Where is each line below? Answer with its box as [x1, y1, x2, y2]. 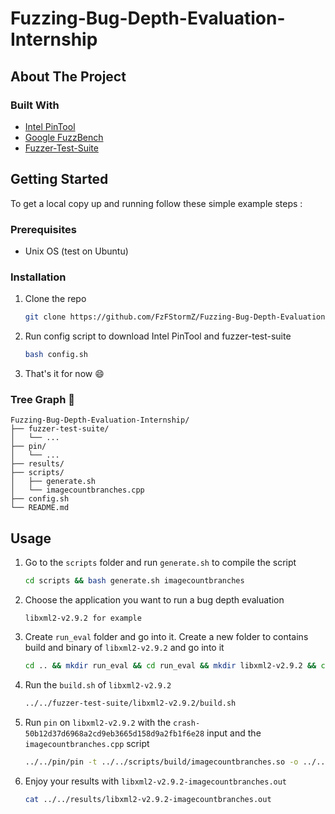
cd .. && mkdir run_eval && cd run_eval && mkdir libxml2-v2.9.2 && [24, 661, 317, 671]
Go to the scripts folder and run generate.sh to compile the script [24, 557, 297, 569]
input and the [206, 727, 262, 739]
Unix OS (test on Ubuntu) [24, 245, 129, 257]
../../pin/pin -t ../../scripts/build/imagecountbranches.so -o [24, 757, 299, 767]
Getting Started [10, 171, 109, 188]
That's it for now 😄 [24, 368, 105, 380]
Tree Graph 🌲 [10, 392, 75, 406]
